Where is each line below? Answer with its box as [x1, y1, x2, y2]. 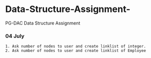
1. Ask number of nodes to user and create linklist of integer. [5, 44, 146, 49]
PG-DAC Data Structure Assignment [5, 20, 81, 26]
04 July [5, 32, 25, 39]
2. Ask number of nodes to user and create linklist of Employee [5, 48, 146, 53]
